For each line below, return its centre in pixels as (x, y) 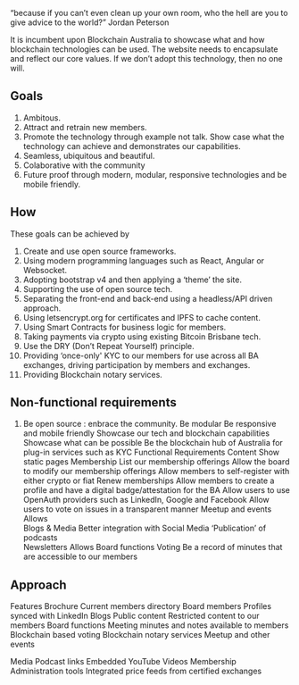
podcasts (40, 538)
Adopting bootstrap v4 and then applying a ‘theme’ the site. (132, 280)
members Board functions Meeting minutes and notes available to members (149, 625)
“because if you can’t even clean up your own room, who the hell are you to (149, 13)
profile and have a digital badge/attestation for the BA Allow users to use (157, 490)
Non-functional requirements (93, 402)
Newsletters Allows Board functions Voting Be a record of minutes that (153, 547)
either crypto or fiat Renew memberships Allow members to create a (149, 480)
